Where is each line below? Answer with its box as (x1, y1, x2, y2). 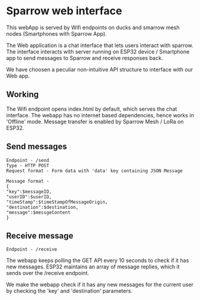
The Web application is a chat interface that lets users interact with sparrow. (6, 42, 194, 49)
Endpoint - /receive (6, 246, 58, 252)
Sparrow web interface (6, 4, 122, 18)
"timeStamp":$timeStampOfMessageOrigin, (6, 199, 109, 205)
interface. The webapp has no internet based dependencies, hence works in (6, 111, 194, 118)
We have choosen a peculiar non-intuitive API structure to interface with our (6, 65, 193, 73)
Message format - (6, 178, 50, 184)
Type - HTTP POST (6, 162, 50, 168)
